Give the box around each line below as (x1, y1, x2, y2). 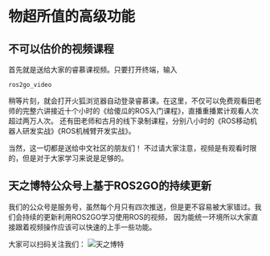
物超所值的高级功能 (8, 7, 136, 26)
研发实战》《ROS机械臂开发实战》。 (22, 126, 136, 135)
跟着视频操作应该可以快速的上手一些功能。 (14, 222, 157, 232)
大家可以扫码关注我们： (8, 239, 86, 249)
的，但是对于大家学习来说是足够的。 (8, 154, 129, 163)
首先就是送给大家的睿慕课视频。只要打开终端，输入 (8, 65, 178, 74)
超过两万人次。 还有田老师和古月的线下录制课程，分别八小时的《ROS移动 (8, 116, 251, 126)
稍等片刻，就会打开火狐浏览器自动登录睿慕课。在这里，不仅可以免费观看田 (8, 96, 255, 105)
